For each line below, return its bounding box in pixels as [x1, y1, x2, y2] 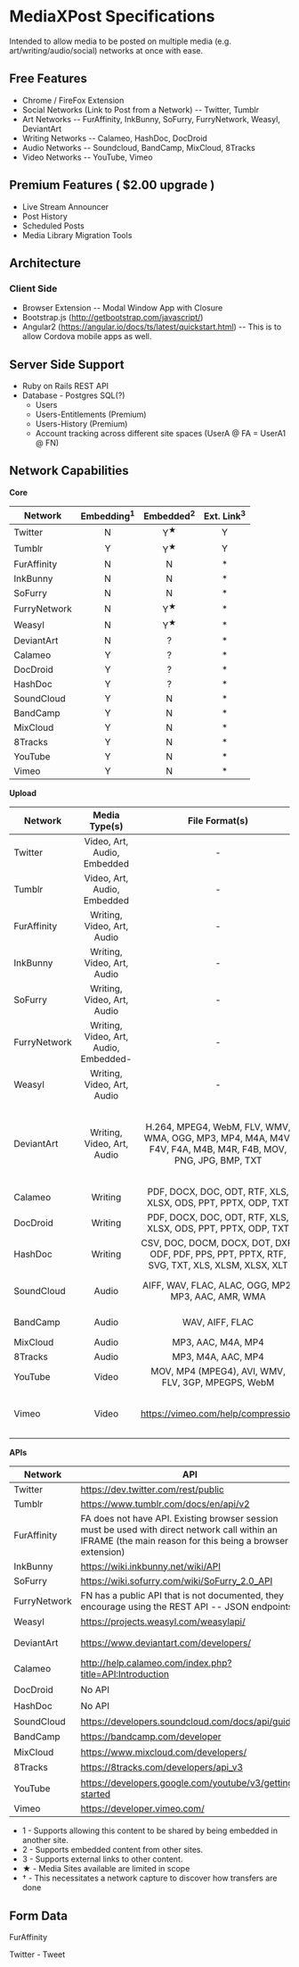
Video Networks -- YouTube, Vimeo [21, 152, 153, 162]
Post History [21, 211, 69, 221]
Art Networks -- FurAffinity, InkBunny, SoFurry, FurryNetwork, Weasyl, [21, 113, 280, 124]
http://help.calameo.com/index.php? [80, 1656, 232, 1669]
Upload [9, 787, 37, 798]
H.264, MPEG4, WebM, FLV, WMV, [145, 1120, 291, 1133]
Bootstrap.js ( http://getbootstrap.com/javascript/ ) [21, 312, 204, 323]
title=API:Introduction [80, 1667, 169, 1680]
